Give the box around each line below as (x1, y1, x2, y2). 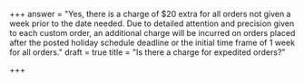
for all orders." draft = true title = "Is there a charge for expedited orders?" (9, 47, 286, 58)
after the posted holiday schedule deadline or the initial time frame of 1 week (9, 37, 296, 48)
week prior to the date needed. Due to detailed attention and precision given (9, 18, 295, 29)
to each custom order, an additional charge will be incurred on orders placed (9, 28, 296, 38)
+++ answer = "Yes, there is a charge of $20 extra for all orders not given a (9, 9, 291, 19)
